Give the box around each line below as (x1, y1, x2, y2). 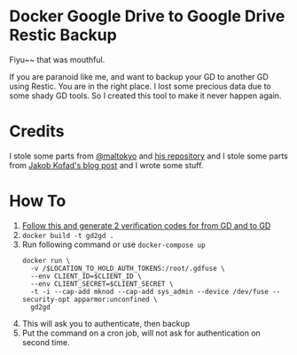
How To (9, 191, 66, 212)
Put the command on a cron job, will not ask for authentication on (21, 328, 262, 338)
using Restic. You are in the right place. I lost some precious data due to (9, 81, 272, 91)
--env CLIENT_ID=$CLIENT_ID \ (30, 272, 142, 281)
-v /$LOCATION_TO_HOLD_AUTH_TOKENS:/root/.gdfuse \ (30, 264, 225, 273)
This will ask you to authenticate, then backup (21, 318, 191, 328)
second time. (21, 336, 70, 347)
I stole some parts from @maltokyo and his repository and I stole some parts (9, 150, 288, 161)
